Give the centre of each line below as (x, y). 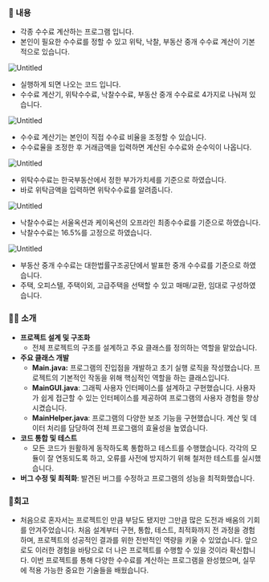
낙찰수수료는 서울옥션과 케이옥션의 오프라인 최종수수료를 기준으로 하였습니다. (140, 223)
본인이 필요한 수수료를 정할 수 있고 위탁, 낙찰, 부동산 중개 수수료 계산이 (130, 42)
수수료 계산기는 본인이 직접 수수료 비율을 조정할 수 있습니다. (113, 137)
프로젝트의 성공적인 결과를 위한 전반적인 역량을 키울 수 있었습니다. (140, 539)
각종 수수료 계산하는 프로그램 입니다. (77, 32)
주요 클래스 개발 (45, 357)
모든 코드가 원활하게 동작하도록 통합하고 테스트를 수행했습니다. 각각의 (140, 448)
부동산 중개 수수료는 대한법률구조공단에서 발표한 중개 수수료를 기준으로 (130, 265)
